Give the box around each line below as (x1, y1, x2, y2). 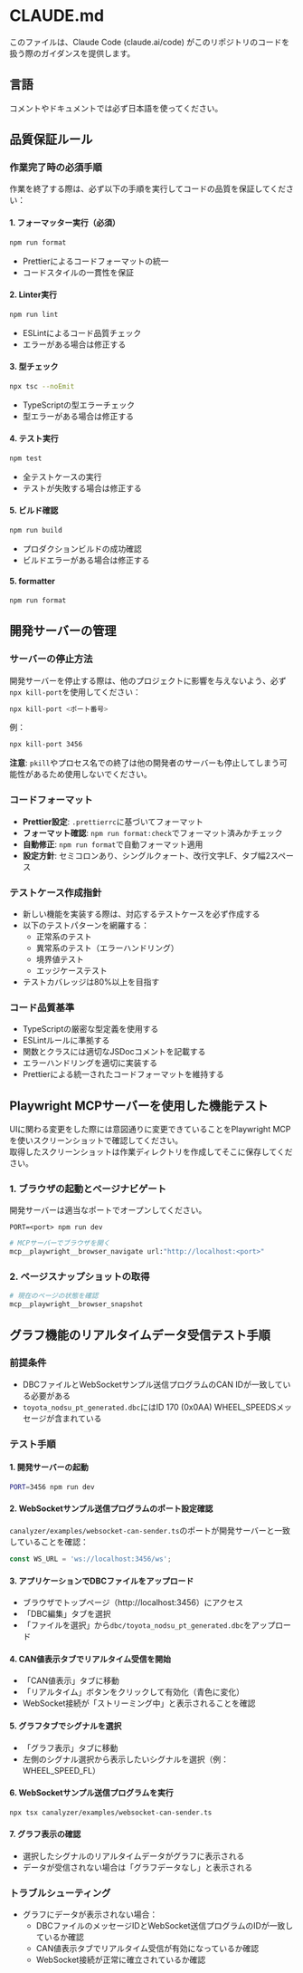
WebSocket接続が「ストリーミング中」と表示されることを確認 (22, 1698, 256, 1708)
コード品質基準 (9, 1001, 75, 1014)
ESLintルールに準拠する (22, 1035, 110, 1046)
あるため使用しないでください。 (33, 769, 152, 780)
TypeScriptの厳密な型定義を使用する (22, 1024, 159, 1035)
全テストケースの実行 (22, 471, 102, 482)
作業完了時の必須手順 (9, 161, 102, 174)
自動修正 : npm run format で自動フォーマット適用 (22, 839, 204, 850)
